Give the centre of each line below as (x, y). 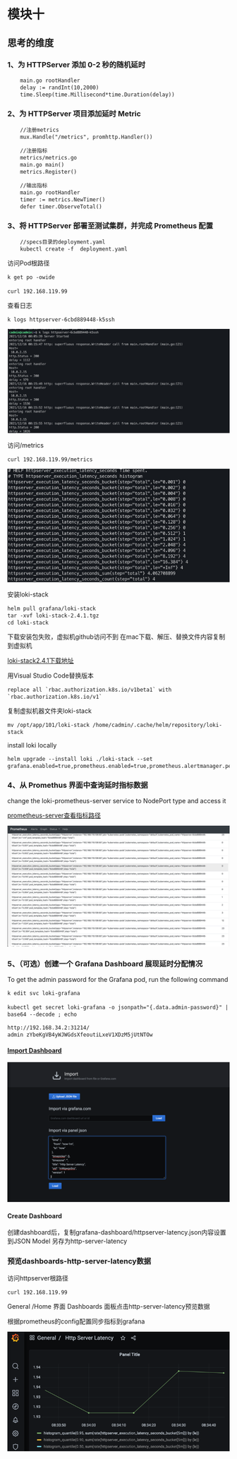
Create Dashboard (35, 1215)
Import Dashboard (35, 1050)
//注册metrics (39, 130)
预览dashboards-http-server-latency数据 (79, 1261)
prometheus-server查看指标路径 (54, 815)
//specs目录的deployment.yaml (63, 242)
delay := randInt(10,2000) (60, 88)
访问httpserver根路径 (38, 1278)
